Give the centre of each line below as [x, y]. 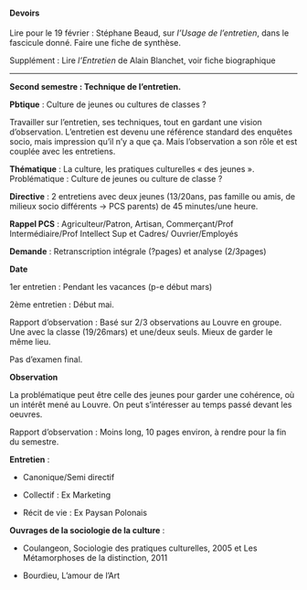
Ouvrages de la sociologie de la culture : [87, 531]
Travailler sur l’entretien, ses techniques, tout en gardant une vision [136, 123]
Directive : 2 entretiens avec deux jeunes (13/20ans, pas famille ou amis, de [152, 197]
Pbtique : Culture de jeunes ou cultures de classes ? [108, 104]
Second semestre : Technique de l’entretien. [95, 87]
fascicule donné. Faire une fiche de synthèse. [95, 43]
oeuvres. [26, 414]
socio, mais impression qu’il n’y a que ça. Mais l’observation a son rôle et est [153, 142]
